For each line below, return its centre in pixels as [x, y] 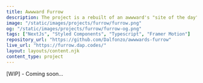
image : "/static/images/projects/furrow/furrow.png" [74, 23]
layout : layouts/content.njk [43, 51]
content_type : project [35, 57]
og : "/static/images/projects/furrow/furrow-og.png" [74, 29]
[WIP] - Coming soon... [35, 73]
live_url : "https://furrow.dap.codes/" [56, 46]
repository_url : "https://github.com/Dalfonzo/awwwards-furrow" [89, 40]
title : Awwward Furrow [35, 12]
